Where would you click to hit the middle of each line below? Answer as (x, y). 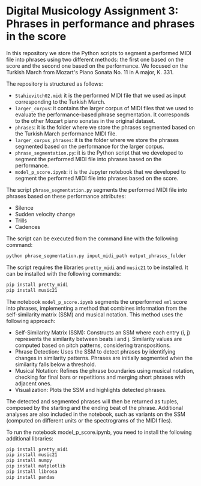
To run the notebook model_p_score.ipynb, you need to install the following (99, 432)
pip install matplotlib (36, 466)
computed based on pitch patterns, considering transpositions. (93, 345)
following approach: (31, 321)
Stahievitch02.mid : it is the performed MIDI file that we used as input (100, 95)
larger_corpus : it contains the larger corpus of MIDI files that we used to (104, 108)
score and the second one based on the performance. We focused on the (97, 66)
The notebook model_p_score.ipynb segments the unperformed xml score (97, 301)
